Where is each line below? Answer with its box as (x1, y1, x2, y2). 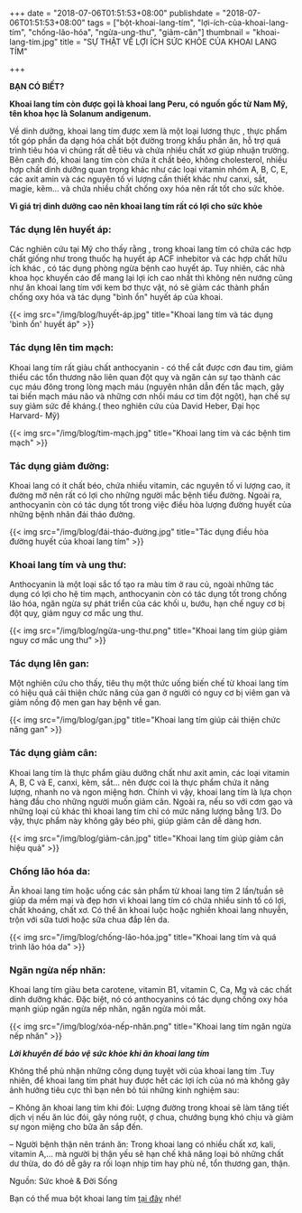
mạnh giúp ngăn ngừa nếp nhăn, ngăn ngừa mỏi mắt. (9, 1003, 206, 1014)
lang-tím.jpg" (9, 36, 59, 47)
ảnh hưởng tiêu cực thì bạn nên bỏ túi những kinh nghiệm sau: (9, 1085, 240, 1096)
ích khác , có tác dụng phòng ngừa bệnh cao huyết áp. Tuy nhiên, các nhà (9, 263, 286, 274)
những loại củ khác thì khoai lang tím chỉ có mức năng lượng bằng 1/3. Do (9, 806, 282, 816)
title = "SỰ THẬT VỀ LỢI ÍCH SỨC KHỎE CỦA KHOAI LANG (59, 36, 278, 47)
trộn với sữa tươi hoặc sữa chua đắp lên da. (9, 914, 169, 925)
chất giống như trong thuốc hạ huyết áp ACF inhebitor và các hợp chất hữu (9, 253, 288, 265)
